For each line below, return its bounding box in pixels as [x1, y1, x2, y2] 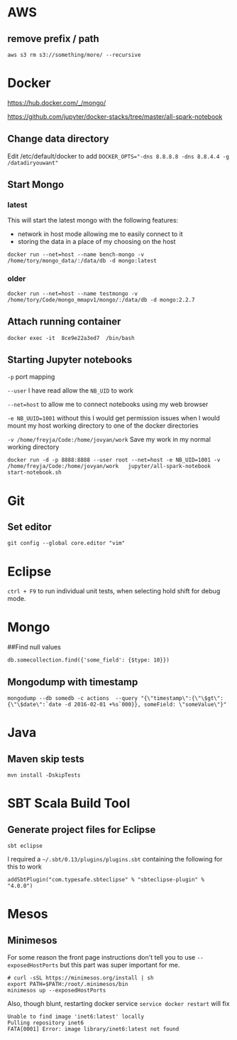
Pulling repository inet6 [7, 1019, 84, 1026]
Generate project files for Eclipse [7, 823, 156, 836]
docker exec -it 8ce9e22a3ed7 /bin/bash [7, 334, 135, 341]
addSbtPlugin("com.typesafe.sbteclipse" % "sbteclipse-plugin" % [7, 876, 204, 884]
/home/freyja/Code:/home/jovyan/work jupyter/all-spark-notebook [7, 463, 211, 470]
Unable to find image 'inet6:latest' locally [7, 1013, 144, 1021]
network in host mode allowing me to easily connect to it [17, 230, 183, 238]
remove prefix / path [7, 33, 99, 45]
